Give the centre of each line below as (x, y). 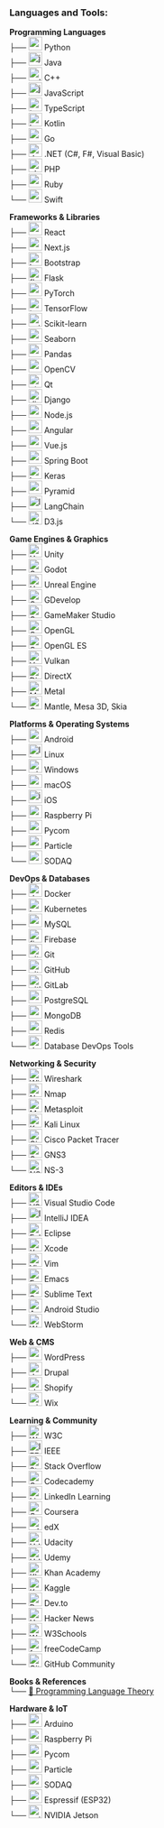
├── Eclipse (40, 1233)
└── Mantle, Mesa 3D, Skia (68, 706)
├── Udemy (40, 1557)
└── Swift (36, 199)
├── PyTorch (42, 293)
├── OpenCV (43, 369)
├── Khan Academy (55, 1573)
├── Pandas (41, 355)
